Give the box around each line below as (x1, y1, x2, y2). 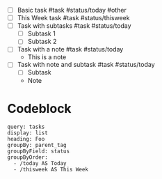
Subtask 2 (27, 38, 57, 46)
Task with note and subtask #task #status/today (17, 61, 155, 69)
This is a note (27, 53, 67, 61)
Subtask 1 (27, 29, 56, 38)
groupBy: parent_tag (7, 142, 67, 149)
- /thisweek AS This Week (13, 166, 89, 173)
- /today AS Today (13, 160, 67, 167)
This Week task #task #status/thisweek (17, 14, 130, 22)
